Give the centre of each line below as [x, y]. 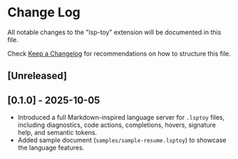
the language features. [51, 148]
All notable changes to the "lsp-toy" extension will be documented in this [114, 32]
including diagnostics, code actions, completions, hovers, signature [117, 125]
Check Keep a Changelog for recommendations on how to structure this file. [119, 53]
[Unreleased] [37, 76]
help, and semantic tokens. [57, 133]
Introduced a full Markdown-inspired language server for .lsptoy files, [121, 118]
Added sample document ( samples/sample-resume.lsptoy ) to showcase [122, 140]
